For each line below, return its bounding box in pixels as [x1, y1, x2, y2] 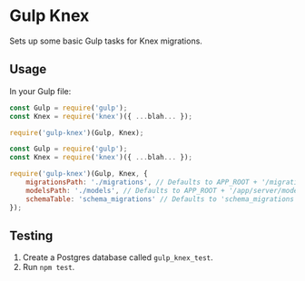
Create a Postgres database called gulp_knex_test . [22, 252, 213, 263]
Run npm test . [22, 262, 75, 273]
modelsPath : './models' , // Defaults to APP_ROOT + [25, 186, 225, 195]
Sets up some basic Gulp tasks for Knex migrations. [9, 35, 202, 46]
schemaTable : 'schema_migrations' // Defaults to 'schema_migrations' [25, 194, 299, 204]
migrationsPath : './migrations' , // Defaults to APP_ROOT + [25, 178, 258, 187]
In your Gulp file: [9, 85, 72, 96]
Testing [9, 228, 54, 243]
